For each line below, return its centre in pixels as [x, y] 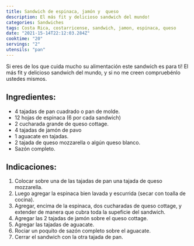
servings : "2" [23, 45]
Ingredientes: [31, 97]
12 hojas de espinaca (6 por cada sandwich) [68, 117]
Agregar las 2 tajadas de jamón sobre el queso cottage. [81, 218]
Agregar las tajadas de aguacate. [54, 225]
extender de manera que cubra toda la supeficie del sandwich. [90, 212]
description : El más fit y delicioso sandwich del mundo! [78, 17]
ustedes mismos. [27, 78]
